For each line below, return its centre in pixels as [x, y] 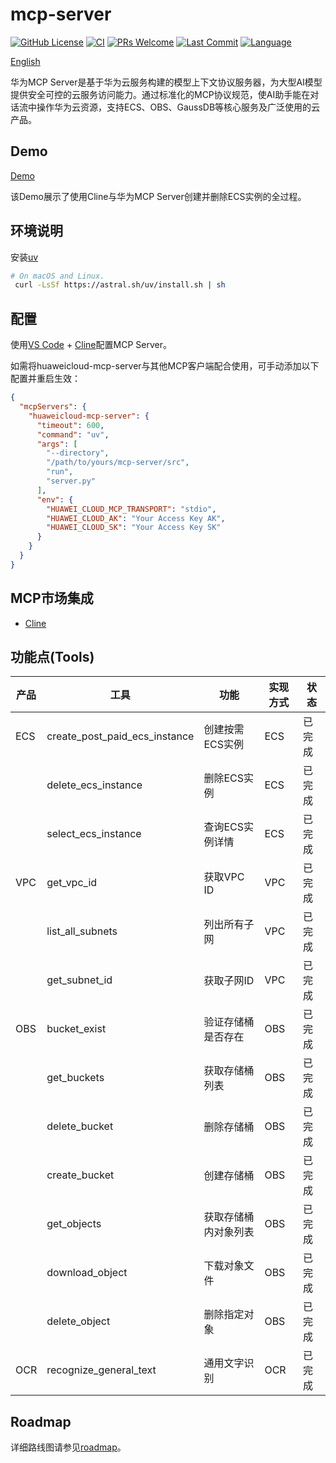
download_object [87, 1273]
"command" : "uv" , [73, 434]
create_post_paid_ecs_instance [120, 736]
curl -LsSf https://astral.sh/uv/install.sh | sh [120, 285]
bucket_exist [76, 1029]
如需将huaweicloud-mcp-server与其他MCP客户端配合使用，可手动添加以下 [165, 366]
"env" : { [55, 499]
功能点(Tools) [52, 656]
